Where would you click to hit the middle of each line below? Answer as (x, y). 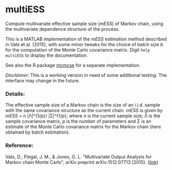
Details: (15, 94)
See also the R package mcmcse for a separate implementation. (73, 65)
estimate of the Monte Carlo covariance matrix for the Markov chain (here (83, 127)
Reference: (20, 145)
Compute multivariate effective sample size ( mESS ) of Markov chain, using (84, 24)
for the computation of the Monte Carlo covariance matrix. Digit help (78, 50)
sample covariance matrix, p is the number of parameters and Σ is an (78, 121)
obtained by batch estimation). (38, 132)
